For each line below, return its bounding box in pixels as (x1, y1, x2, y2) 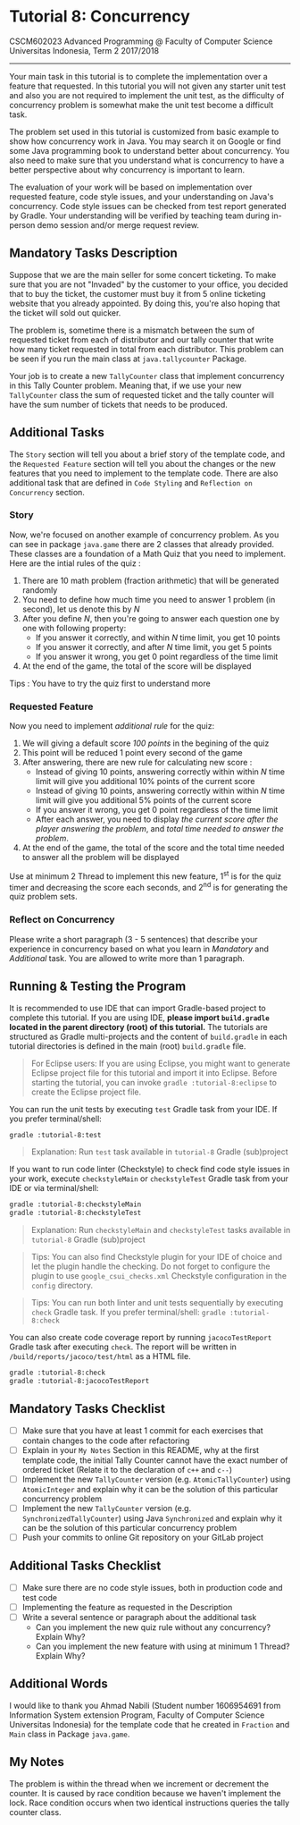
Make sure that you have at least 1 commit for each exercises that (21, 1424, 263, 1436)
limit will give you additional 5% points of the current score (35, 795, 252, 806)
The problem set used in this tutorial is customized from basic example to (9, 126, 279, 137)
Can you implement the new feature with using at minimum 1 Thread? (35, 1641, 290, 1652)
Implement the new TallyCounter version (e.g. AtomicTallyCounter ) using (21, 1474, 291, 1484)
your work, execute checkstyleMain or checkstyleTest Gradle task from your (9, 1173, 288, 1184)
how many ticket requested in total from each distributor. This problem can (9, 343, 284, 354)
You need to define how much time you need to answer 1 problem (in (21, 594, 276, 604)
